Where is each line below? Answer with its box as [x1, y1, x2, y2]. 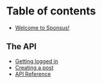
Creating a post [14, 64, 54, 71]
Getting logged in [14, 57, 59, 64]
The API [6, 41, 37, 52]
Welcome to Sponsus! [14, 24, 70, 31]
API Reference [14, 70, 51, 78]
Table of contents [6, 4, 97, 18]
